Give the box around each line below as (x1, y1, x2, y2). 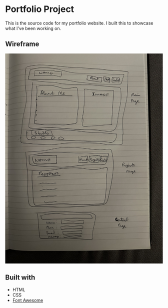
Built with (5, 273, 35, 282)
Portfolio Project (5, 3, 74, 15)
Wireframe (5, 40, 39, 48)
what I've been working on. (5, 25, 61, 31)
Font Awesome (12, 297, 43, 303)
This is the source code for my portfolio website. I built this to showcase (5, 20, 153, 26)
